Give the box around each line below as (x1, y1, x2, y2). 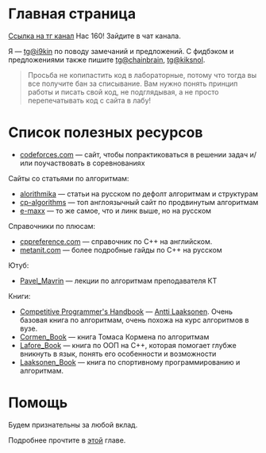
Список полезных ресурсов (8, 124, 203, 141)
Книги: (8, 291, 31, 300)
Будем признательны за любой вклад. (8, 420, 138, 429)
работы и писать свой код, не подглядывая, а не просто (27, 87, 219, 96)
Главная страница (8, 5, 137, 23)
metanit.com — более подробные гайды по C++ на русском (19, 245, 222, 254)
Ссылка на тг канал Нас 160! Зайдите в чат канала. (8, 31, 181, 41)
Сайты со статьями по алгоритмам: (8, 173, 129, 183)
